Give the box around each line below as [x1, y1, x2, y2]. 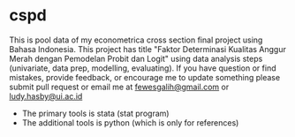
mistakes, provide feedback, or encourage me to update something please [9, 72, 281, 82]
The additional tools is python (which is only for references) [21, 117, 239, 128]
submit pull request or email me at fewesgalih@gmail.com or [9, 81, 230, 92]
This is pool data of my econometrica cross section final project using [9, 34, 263, 45]
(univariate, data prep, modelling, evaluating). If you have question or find [9, 63, 276, 73]
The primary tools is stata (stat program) [21, 108, 170, 118]
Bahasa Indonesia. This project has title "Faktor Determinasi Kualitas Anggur [9, 43, 287, 54]
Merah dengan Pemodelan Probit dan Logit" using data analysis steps [9, 53, 263, 64]
